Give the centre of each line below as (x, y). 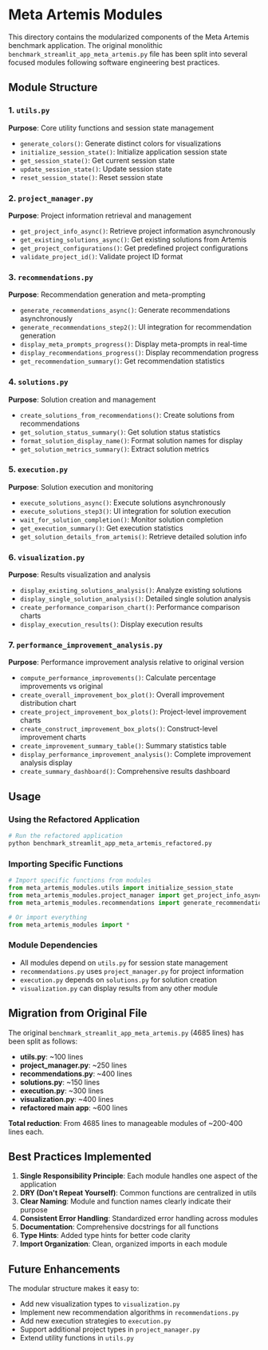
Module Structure (53, 88)
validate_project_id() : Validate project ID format (101, 256)
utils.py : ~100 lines (51, 1056)
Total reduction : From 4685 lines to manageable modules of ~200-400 (126, 1123)
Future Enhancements (65, 1269)
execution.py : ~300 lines (61, 1091)
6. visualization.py (47, 557)
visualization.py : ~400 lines (67, 1099)
